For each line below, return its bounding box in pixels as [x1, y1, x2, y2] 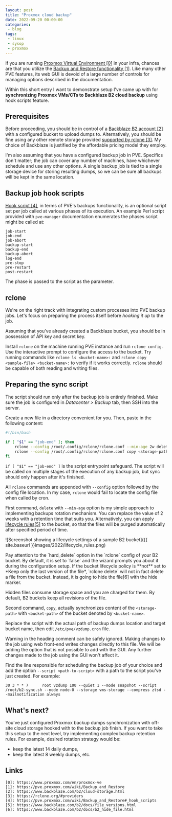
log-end [5, 256, 22, 261]
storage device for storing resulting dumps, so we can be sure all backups [5, 168, 162, 175]
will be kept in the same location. [5, 174, 75, 180]
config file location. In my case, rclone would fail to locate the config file [5, 489, 158, 495]
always [46, 692, 60, 697]
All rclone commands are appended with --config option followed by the [5, 484, 159, 490]
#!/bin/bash [5, 430, 31, 435]
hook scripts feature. [5, 97, 50, 103]
